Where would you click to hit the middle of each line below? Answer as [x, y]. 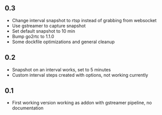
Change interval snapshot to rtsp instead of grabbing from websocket [84, 20]
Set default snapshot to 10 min [44, 31]
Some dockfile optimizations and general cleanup [63, 42]
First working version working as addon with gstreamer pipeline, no [82, 103]
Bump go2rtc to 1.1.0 [33, 36]
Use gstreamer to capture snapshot [49, 26]
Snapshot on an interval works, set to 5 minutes [61, 69]
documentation [28, 108]
